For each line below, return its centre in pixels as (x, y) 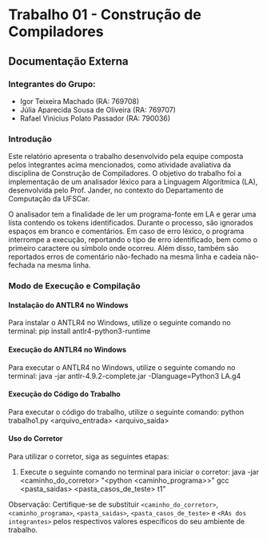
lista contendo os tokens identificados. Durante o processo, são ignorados (131, 223)
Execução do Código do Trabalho (65, 394)
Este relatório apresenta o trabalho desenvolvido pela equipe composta (126, 157)
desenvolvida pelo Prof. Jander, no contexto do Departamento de (116, 190)
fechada (22, 265)
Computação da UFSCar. (49, 199)
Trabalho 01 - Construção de (105, 15)
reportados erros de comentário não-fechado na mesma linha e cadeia (125, 257)
